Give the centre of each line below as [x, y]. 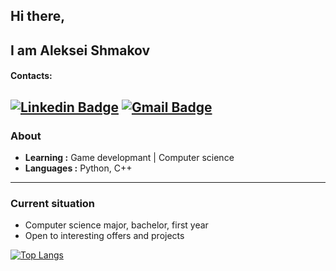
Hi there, [38, 16]
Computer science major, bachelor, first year [116, 225]
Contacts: [31, 76]
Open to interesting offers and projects [104, 236]
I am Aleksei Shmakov [80, 50]
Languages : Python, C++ [78, 168]
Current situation [53, 203]
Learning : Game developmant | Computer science [129, 158]
